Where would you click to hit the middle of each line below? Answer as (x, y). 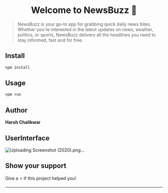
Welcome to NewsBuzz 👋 (84, 10)
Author (16, 110)
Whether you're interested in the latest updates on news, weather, (85, 29)
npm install (17, 67)
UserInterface (27, 138)
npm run (13, 95)
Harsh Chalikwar (23, 122)
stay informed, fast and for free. (50, 40)
